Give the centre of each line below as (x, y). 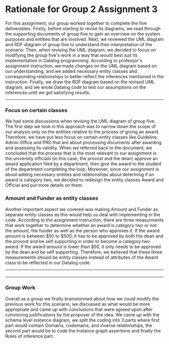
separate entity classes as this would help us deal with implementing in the (83, 214)
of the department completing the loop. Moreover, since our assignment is (82, 169)
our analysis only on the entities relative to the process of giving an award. (82, 132)
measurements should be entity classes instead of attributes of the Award (82, 257)
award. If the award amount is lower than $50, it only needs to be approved (83, 247)
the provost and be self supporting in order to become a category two (77, 241)
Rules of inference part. (30, 336)
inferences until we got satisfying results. (48, 92)
